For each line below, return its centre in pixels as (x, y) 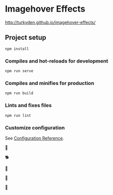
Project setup (26, 38)
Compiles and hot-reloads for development (57, 61)
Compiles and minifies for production (49, 83)
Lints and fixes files (28, 105)
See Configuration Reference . (35, 138)
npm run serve (19, 71)
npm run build (19, 93)
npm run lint (18, 115)
